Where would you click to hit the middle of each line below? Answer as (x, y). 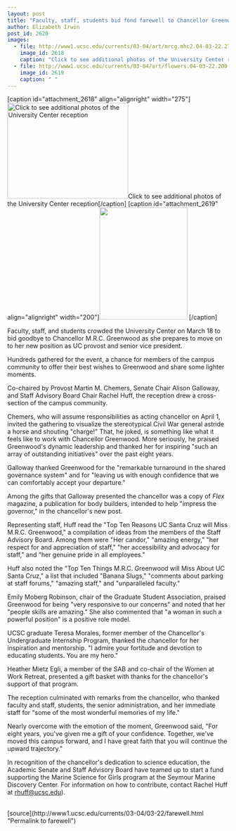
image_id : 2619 (42, 72)
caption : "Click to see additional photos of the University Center (122, 60)
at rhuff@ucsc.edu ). (36, 792)
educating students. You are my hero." (63, 656)
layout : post (26, 14)
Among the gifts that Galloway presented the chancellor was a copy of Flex (116, 496)
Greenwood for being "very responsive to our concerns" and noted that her (117, 604)
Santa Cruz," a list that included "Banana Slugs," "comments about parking (115, 576)
